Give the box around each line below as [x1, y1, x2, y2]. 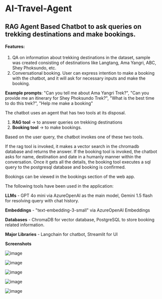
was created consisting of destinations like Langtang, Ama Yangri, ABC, [12, 60, 157, 65]
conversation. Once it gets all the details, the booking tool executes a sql [5, 159, 151, 165]
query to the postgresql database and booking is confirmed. [5, 164, 126, 170]
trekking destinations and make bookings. [5, 30, 136, 38]
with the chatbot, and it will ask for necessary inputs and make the [12, 75, 146, 81]
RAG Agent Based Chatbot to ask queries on [5, 22, 142, 31]
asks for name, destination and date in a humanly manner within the [5, 153, 142, 159]
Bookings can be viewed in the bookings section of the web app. [5, 173, 135, 179]
